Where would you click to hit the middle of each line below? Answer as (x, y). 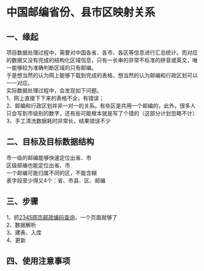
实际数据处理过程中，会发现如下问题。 (54, 91)
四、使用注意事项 (38, 261)
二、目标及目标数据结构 (50, 142)
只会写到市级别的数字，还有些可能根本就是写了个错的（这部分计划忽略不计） (102, 113)
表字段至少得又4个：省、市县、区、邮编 (56, 180)
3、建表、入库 (24, 232)
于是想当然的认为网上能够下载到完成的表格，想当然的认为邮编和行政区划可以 (102, 75)
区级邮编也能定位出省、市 (38, 165)
